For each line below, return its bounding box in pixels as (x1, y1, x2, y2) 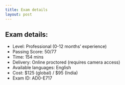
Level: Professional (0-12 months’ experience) (12, 43, 107, 50)
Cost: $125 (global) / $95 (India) (12, 70, 78, 76)
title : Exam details (5, 7, 48, 12)
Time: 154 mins (12, 54, 44, 60)
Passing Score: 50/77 (12, 49, 57, 55)
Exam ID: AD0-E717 (12, 75, 52, 81)
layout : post (5, 12, 32, 17)
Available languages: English (12, 65, 71, 71)
